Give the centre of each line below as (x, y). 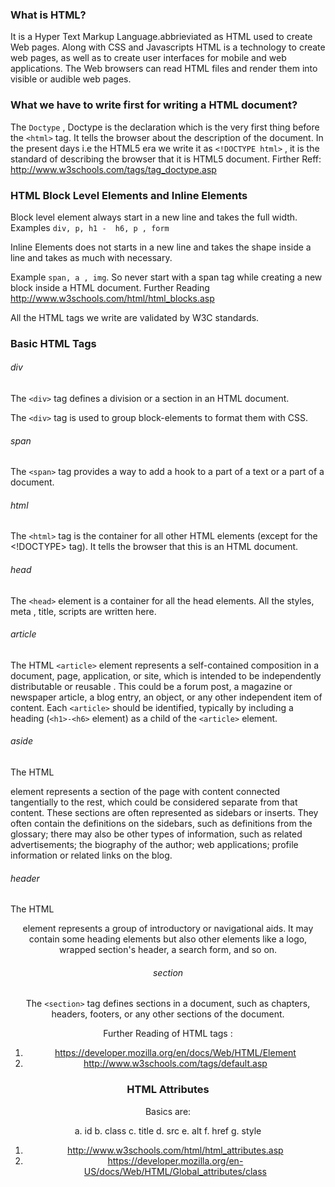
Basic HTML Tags (53, 343)
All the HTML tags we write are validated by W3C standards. (135, 317)
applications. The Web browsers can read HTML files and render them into (164, 69)
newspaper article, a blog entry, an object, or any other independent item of (166, 697)
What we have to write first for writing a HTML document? (154, 105)
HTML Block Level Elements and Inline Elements (129, 195)
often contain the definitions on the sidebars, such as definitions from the (161, 824)
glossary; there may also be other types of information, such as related (156, 834)
